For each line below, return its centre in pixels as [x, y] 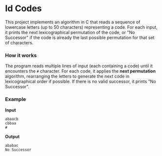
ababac [12, 145]
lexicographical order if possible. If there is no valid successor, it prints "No [81, 81]
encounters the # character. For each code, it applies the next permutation [81, 71]
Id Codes [24, 9]
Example [16, 99]
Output [12, 136]
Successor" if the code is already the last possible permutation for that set [80, 38]
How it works [21, 55]
